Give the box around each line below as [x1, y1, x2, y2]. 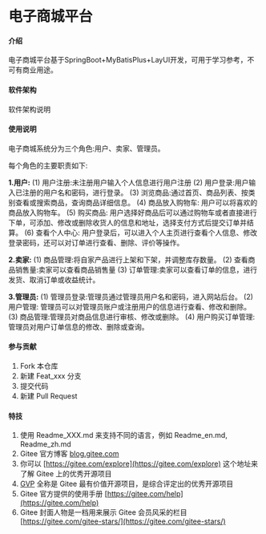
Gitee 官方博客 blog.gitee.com [19, 449, 119, 459]
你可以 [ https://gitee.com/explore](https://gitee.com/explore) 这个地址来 [19, 459, 259, 469]
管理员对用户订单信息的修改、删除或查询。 [8, 322, 149, 331]
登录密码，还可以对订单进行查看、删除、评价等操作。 [8, 237, 184, 247]
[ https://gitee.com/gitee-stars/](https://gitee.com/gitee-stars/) [19, 516, 226, 526]
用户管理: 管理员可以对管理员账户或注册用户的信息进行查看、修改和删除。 [8, 301, 251, 311]
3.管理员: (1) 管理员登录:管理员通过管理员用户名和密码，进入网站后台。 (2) [8, 292, 254, 301]
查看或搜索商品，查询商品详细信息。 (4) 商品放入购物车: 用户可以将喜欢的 [14, 197, 258, 207]
